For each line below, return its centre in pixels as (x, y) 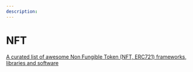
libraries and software (32, 63)
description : (22, 11)
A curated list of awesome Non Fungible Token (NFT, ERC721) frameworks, (96, 57)
